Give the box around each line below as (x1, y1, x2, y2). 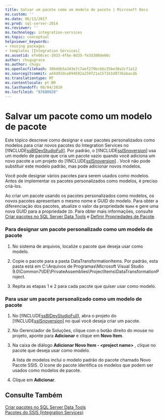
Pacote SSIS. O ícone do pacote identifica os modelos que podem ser (12, 362, 154, 368)
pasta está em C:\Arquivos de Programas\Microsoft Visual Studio (12, 263, 144, 269)
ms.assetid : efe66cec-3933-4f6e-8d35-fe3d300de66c (5, 53, 111, 58)
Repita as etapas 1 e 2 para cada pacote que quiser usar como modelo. (12, 283, 156, 289)
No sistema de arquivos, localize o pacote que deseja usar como (12, 243, 143, 249)
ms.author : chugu (5, 62, 41, 67)
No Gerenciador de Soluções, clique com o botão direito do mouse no (12, 327, 154, 333)
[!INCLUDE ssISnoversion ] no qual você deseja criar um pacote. (12, 318, 140, 324)
